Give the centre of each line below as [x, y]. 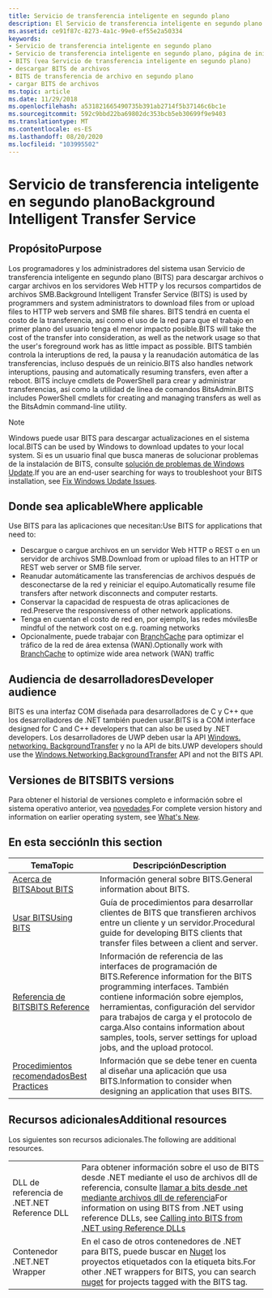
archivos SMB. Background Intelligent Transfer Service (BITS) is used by [128, 294]
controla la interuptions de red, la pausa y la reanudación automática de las [134, 355]
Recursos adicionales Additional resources [118, 1120]
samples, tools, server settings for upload [178, 1037]
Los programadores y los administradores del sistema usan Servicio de [127, 268]
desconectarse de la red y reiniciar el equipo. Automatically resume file [138, 584]
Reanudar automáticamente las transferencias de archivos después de [138, 576]
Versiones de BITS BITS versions [91, 780]
